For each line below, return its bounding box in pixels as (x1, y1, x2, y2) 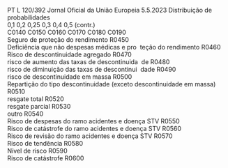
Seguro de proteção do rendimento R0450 (7, 36, 129, 44)
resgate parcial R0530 (7, 102, 71, 110)
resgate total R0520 (7, 95, 64, 103)
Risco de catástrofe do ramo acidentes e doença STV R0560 (7, 125, 182, 132)
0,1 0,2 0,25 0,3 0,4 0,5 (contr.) (7, 21, 96, 29)
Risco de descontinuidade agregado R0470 (7, 50, 132, 59)
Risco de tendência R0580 (7, 139, 84, 147)
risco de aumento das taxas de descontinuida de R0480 (7, 58, 170, 66)
